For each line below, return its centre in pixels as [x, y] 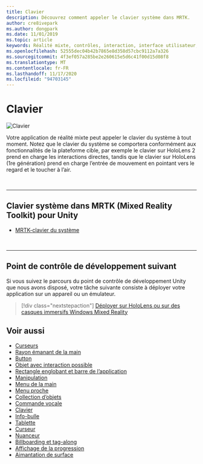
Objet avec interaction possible [53, 365]
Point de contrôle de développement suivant [92, 266]
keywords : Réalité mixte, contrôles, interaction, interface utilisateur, [102, 46]
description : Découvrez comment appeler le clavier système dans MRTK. [98, 18]
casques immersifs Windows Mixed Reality [74, 312]
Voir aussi [25, 331]
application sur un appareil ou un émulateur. [61, 294]
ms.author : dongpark [32, 29]
